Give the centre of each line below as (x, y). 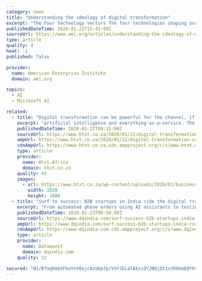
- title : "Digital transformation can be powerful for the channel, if (103, 117)
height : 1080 (44, 196)
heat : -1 (17, 51)
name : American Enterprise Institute (59, 73)
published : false (28, 57)
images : (26, 179)
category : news (25, 12)
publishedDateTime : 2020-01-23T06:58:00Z (69, 213)
